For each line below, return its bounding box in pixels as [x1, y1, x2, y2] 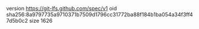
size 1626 [29, 17, 52, 24]
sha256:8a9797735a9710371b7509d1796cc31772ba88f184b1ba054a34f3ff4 [6, 11, 194, 18]
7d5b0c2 [6, 17, 29, 24]
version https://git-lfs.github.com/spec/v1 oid [6, 5, 117, 12]
